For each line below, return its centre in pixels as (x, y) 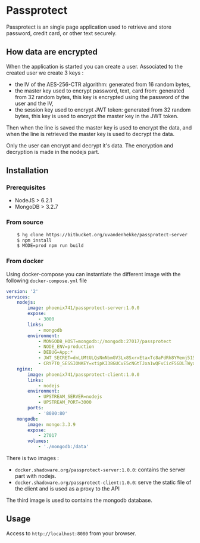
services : (18, 297)
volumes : (38, 441)
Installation (27, 171)
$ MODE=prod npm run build (50, 246)
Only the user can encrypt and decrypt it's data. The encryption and (90, 145)
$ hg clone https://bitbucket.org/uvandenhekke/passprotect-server (102, 235)
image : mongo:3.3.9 (52, 424)
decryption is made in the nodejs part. (53, 152)
